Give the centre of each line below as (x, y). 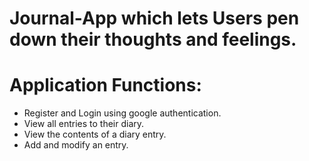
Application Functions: (105, 85)
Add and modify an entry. (76, 145)
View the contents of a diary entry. (95, 134)
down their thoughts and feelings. (153, 39)
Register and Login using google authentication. (122, 113)
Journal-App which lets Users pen (154, 18)
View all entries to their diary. (84, 124)
